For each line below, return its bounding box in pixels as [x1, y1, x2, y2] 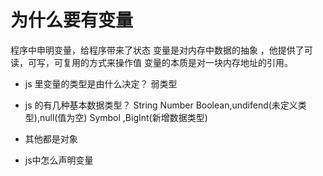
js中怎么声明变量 [24, 154, 94, 166]
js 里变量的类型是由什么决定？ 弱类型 [24, 77, 178, 90]
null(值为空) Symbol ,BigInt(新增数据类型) [39, 111, 208, 123]
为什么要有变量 [10, 9, 134, 32]
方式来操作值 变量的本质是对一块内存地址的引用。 [88, 56, 293, 68]
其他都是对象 [24, 132, 78, 145]
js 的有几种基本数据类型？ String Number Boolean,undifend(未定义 [24, 99, 298, 111]
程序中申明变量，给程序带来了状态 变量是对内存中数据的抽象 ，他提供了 [10, 44, 305, 56]
